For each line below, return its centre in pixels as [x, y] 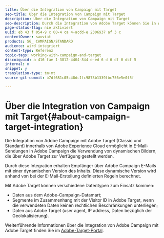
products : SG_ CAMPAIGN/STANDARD [39, 42]
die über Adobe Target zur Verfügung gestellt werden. [60, 156]
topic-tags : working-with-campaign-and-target [53, 55]
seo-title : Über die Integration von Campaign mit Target [65, 14]
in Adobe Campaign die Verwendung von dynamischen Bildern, [93, 151]
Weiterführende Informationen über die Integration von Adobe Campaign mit [82, 225]
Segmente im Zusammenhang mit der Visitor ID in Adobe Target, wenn [83, 200]
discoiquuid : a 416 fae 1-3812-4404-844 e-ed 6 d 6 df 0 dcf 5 [71, 60]
